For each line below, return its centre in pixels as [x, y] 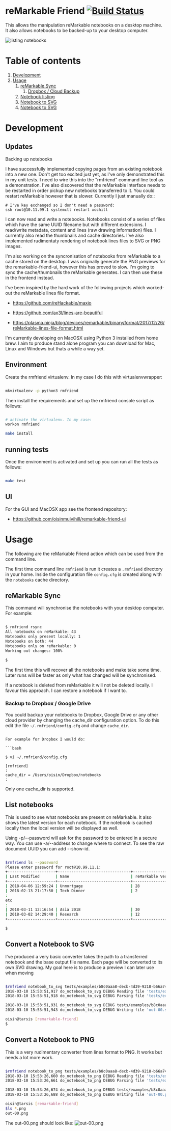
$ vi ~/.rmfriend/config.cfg [36, 757]
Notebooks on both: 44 [29, 642]
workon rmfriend [22, 424]
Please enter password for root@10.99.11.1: [53, 867]
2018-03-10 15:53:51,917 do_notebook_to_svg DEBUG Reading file [75, 991]
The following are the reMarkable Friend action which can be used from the [84, 554]
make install [19, 434]
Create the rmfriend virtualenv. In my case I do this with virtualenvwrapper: [84, 377]
